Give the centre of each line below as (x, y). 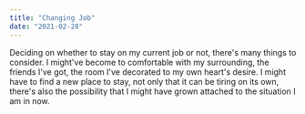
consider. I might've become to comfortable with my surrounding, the (139, 62)
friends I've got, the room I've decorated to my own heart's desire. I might (148, 72)
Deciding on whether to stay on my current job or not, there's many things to (153, 52)
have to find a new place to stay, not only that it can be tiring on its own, (144, 81)
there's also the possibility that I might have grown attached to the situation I (152, 91)
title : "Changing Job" (52, 18)
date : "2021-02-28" (46, 26)
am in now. (30, 100)
